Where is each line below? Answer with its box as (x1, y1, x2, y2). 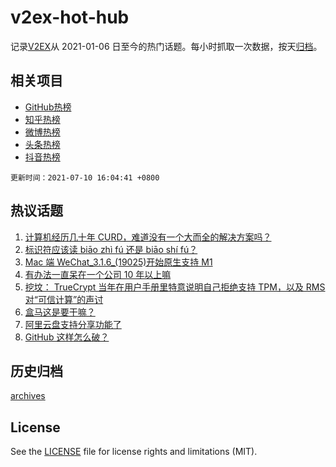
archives (10, 390, 46, 402)
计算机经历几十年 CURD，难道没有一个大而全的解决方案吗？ (24, 231, 272, 243)
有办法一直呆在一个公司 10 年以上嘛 (24, 268, 172, 280)
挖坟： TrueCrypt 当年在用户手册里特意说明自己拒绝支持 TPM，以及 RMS (24, 281, 326, 293)
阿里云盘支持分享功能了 (24, 318, 122, 330)
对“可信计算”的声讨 (24, 293, 104, 305)
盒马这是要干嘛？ (24, 306, 96, 318)
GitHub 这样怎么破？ (24, 331, 110, 343)
